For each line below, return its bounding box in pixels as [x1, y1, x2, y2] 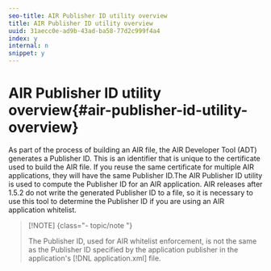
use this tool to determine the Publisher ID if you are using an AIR [8, 196, 224, 206]
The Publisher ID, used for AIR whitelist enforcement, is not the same [27, 236, 257, 246]
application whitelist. [8, 205, 77, 215]
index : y [8, 34, 38, 43]
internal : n [8, 42, 48, 50]
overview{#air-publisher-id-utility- [8, 102, 248, 119]
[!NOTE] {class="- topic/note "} [27, 220, 133, 230]
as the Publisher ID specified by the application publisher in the [27, 244, 239, 254]
